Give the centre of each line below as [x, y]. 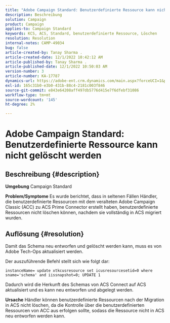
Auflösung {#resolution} [45, 234]
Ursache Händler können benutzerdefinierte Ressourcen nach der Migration [85, 300]
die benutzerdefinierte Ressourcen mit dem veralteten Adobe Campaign [80, 202]
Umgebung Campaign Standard [39, 186]
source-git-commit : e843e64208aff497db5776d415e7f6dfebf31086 [72, 90]
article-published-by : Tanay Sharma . [46, 62]
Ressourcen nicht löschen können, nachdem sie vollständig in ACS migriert [83, 213]
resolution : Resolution [30, 39]
